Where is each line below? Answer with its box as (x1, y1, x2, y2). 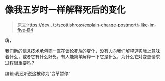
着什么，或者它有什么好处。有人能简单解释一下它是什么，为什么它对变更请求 (5, 54, 160, 59)
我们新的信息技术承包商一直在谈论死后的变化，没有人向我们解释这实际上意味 (5, 48, 160, 54)
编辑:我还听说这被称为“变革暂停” (5, 70, 71, 76)
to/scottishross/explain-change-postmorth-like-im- (53, 22, 157, 27)
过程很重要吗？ (5, 60, 35, 66)
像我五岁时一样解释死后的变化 (5, 4, 126, 16)
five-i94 (17, 27, 33, 33)
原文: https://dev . (17, 22, 52, 27)
